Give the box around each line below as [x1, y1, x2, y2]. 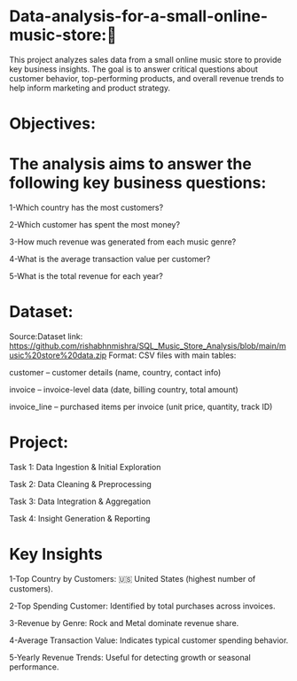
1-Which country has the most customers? [9, 202, 164, 213]
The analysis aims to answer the [9, 154, 253, 174]
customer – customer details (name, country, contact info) [9, 368, 222, 377]
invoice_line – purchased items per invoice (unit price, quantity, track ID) [9, 401, 273, 412]
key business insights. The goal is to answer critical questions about [9, 64, 259, 74]
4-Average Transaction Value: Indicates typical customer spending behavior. [9, 635, 289, 646]
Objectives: [9, 113, 96, 134]
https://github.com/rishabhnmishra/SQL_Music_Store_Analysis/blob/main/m [9, 341, 286, 351]
